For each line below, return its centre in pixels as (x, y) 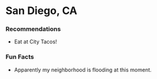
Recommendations (33, 29)
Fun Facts (20, 57)
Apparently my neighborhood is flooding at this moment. (83, 70)
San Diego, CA (41, 11)
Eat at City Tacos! (35, 42)
